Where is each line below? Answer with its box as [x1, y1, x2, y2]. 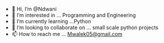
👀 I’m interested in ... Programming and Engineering [11, 12, 136, 19]
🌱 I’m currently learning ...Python [11, 18, 91, 24]
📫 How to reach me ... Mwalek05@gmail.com [11, 31, 123, 37]
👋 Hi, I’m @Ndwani [11, 6, 57, 12]
